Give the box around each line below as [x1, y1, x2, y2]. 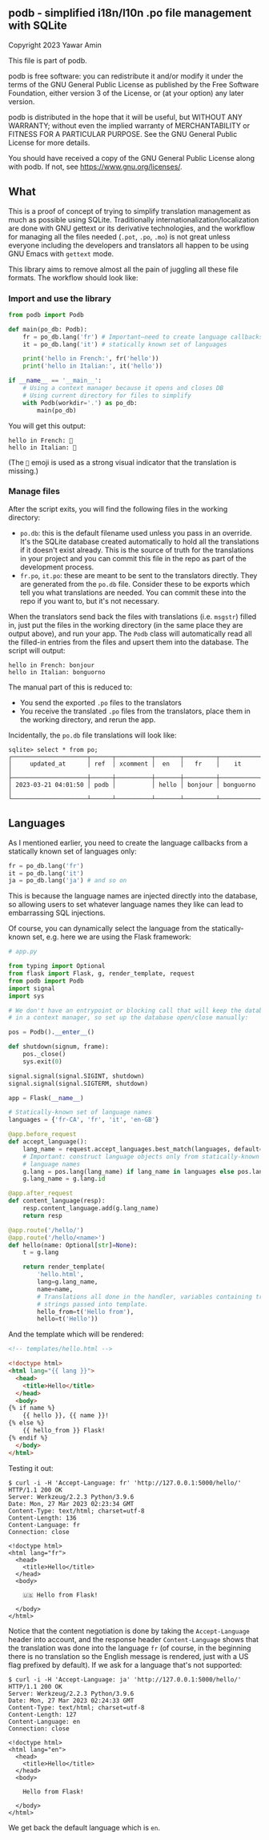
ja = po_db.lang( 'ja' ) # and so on [8, 877, 127, 885]
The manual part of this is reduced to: [8, 682, 133, 692]
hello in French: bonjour [8, 661, 94, 669]
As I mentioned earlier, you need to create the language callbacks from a [8, 838, 248, 847]
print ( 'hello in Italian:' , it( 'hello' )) [22, 362, 163, 371]
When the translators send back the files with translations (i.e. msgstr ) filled [8, 612, 257, 621]
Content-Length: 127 [8, 1710, 78, 1718]
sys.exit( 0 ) [22, 1057, 62, 1066]
